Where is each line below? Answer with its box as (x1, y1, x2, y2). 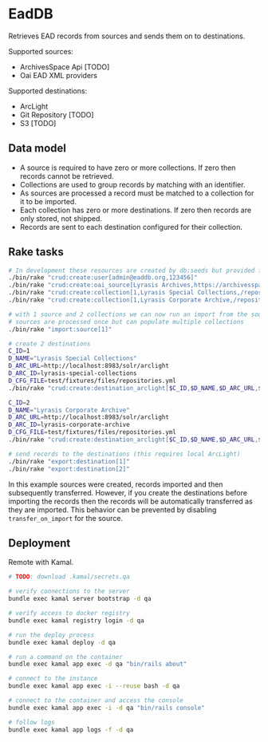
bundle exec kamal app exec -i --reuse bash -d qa (8, 682, 180, 690)
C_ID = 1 (8, 347, 30, 355)
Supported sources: (8, 46, 74, 56)
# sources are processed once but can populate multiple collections (8, 318, 245, 326)
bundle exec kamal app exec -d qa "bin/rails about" (8, 660, 187, 669)
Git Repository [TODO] (19, 109, 94, 120)
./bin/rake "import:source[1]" (8, 325, 112, 334)
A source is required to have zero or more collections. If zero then (19, 163, 236, 172)
